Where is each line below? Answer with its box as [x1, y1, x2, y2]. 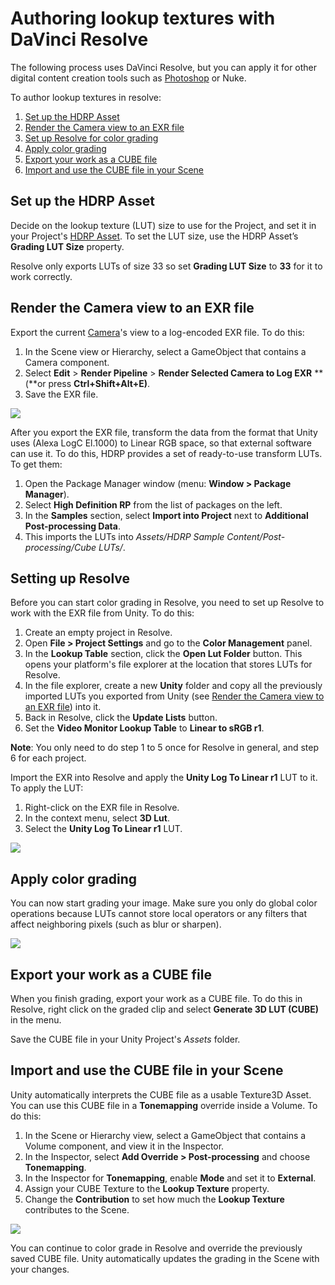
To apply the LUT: [10, 782, 84, 794]
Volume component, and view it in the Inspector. [24, 1140, 225, 1152]
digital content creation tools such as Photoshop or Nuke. [10, 72, 247, 84]
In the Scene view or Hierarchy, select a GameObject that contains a [24, 345, 307, 357]
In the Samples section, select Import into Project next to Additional [24, 509, 309, 521]
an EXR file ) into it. [24, 701, 102, 713]
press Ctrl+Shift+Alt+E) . [48, 377, 151, 389]
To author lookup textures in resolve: [10, 91, 162, 103]
